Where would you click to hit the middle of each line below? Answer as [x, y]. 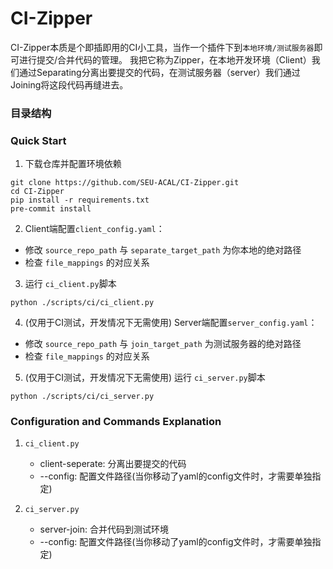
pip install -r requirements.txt [80, 200]
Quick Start [38, 140]
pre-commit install [51, 209]
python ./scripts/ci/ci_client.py [82, 303]
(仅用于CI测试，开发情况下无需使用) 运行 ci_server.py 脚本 [145, 378]
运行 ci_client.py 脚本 [70, 284]
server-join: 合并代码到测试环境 [104, 529]
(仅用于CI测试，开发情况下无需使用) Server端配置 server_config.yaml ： [171, 323]
